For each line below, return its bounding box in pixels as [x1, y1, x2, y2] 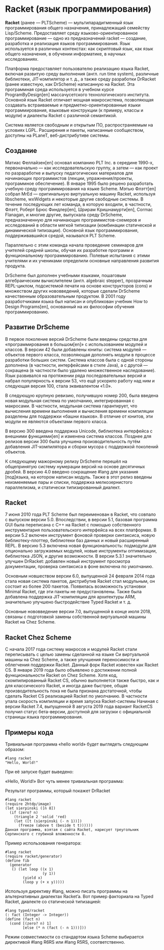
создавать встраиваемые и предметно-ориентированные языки [5, 102, 141, 108]
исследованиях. [5, 56, 39, 62]
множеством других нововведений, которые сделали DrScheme [5, 288, 141, 294]
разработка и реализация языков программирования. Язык [5, 40, 131, 46]
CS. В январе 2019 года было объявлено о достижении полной [5, 667, 137, 673]
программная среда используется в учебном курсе [5, 86, 114, 92]
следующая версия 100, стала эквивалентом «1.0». [5, 383, 113, 389]
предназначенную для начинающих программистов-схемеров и [5, 217, 141, 223]
